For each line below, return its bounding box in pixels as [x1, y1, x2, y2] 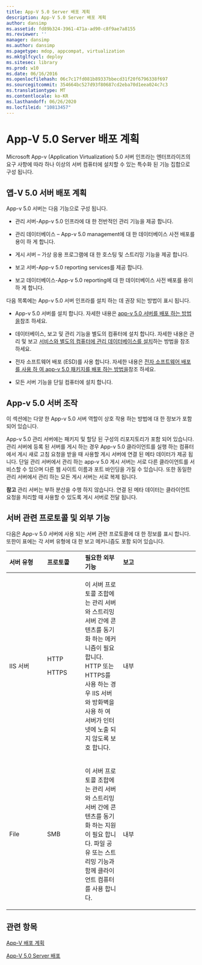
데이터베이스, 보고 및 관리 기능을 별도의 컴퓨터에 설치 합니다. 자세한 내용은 [14, 330, 188, 338]
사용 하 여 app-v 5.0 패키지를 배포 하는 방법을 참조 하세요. [21, 366, 156, 373]
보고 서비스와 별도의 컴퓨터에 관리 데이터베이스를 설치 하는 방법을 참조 [28, 338, 191, 345]
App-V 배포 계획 [6, 939, 45, 946]
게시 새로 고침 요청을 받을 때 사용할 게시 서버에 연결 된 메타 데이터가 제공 [17, 450, 188, 458]
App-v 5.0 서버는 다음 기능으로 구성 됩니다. [6, 205, 108, 212]
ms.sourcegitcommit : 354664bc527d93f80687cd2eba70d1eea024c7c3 [6, 82, 168, 88]
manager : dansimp [6, 37, 50, 43]
